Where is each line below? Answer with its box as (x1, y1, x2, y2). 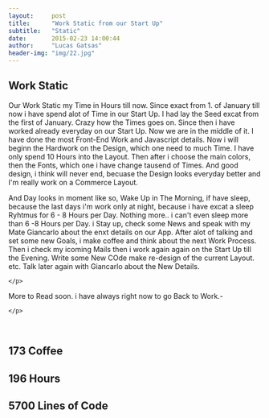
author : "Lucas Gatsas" (8, 42, 103, 50)
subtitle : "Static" (8, 27, 81, 35)
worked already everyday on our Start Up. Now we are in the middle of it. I (8, 126, 255, 135)
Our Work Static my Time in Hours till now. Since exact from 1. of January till (8, 100, 260, 110)
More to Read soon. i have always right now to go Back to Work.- (8, 291, 223, 300)
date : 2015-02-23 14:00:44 (8, 34, 120, 43)
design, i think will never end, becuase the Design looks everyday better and (8, 168, 261, 178)
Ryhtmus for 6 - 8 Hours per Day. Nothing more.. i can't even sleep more (8, 210, 249, 220)
